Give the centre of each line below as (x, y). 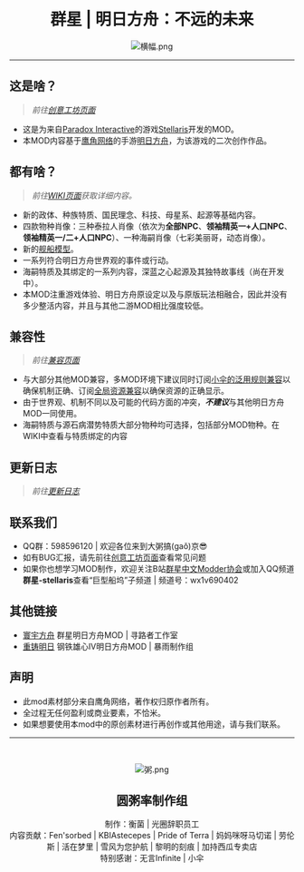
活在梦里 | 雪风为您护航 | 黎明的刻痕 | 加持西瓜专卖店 (160, 847)
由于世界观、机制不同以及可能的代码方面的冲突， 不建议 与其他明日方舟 (153, 402)
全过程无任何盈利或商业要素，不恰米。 (94, 712)
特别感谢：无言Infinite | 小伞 (152, 858)
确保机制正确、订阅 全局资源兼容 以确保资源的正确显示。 (125, 391)
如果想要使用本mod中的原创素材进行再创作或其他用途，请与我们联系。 (154, 724)
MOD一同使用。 (52, 414)
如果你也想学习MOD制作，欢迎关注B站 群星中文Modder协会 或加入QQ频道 (158, 568)
